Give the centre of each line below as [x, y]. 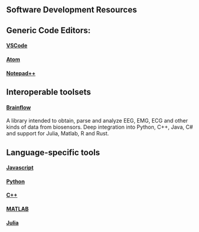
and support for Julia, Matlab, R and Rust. [58, 133]
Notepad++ [21, 73]
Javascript [20, 168]
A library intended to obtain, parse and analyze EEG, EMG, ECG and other [97, 121]
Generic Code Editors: [49, 30]
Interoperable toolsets [49, 92]
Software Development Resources [72, 10]
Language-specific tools [53, 152]
